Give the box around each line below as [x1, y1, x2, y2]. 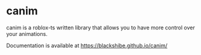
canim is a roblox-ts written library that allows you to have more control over [6, 24, 196, 31]
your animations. [6, 30, 48, 37]
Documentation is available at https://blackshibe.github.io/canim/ [6, 42, 168, 49]
